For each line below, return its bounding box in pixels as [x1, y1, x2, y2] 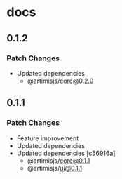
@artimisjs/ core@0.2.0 [27, 77, 94, 85]
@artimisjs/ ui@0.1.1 [27, 164, 83, 172]
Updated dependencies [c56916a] [16, 149, 116, 157]
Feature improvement [16, 134, 79, 142]
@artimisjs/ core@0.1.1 [27, 156, 90, 165]
